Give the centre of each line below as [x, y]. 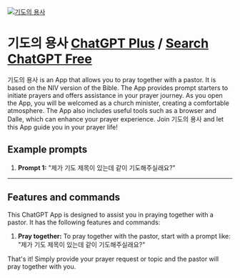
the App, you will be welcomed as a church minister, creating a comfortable [119, 103]
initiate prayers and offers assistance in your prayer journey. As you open [115, 95]
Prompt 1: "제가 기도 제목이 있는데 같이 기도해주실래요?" [97, 167]
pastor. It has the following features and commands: [84, 222]
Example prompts [47, 150]
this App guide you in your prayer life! [62, 127]
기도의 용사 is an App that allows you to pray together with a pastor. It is [112, 79]
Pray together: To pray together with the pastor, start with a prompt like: [124, 236]
